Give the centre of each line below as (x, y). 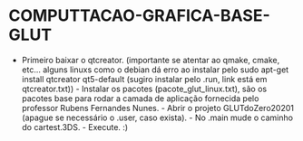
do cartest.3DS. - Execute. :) (75, 127)
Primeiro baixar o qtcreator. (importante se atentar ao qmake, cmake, (151, 60)
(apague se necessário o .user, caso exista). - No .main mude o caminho (157, 117)
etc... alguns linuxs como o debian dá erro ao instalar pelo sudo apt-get (155, 70)
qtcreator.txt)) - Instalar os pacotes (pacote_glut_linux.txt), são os (144, 89)
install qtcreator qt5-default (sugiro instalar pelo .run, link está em (144, 79)
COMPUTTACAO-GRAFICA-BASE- (140, 16)
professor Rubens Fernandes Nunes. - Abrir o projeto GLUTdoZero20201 (157, 108)
